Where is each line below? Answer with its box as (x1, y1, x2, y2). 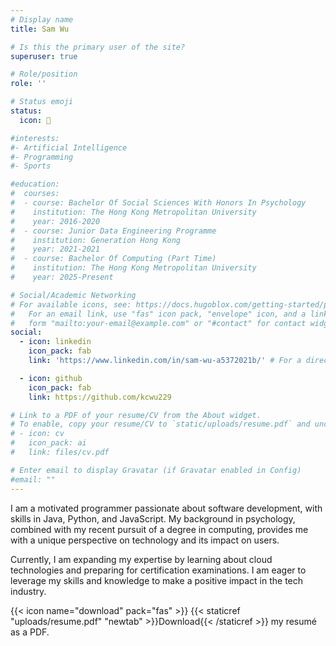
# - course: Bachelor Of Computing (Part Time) (10, 254, 217, 264)
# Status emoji (10, 97, 74, 107)
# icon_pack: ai (10, 438, 87, 448)
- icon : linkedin (19, 337, 92, 347)
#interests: (10, 133, 60, 143)
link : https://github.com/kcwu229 (28, 392, 172, 402)
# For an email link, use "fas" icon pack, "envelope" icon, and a (10, 309, 307, 319)
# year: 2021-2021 (10, 244, 101, 255)
